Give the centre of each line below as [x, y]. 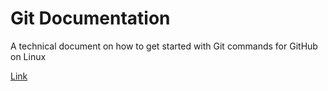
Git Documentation [90, 18]
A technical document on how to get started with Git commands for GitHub [164, 46]
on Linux [28, 56]
